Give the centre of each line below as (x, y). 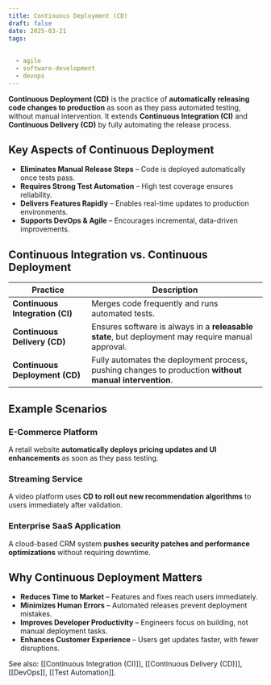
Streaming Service (46, 478)
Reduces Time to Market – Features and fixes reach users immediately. (139, 597)
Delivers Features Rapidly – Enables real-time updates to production (135, 203)
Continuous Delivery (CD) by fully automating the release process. (120, 124)
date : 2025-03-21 (38, 31)
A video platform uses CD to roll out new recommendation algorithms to (130, 496)
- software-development (55, 69)
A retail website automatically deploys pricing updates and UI (113, 449)
